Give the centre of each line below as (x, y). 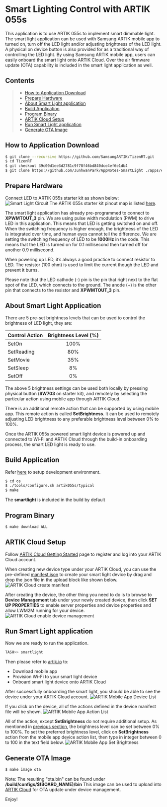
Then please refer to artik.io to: (37, 662)
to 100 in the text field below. (35, 742)
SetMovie (19, 360)
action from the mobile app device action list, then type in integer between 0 (83, 737)
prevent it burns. (22, 270)
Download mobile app (35, 671)
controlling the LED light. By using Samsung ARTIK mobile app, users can (80, 54)
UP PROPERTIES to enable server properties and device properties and (78, 605)
